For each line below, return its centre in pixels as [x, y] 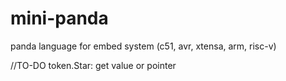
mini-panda [59, 18]
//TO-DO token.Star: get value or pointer [93, 65]
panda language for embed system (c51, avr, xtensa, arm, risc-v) [143, 46]
